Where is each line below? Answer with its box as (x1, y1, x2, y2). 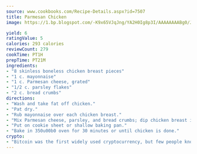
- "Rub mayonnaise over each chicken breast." (6, 112, 122, 118)
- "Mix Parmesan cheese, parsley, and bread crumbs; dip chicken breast (6, 117, 188, 123)
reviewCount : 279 (6, 46, 49, 53)
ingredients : (6, 63, 38, 69)
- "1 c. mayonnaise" (6, 74, 57, 80)
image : (6, 19, 22, 25)
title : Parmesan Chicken (6, 14, 67, 20)
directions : (6, 95, 35, 101)
